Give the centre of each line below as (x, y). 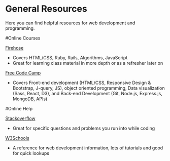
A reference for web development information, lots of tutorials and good (88, 148)
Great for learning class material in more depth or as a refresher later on (88, 63)
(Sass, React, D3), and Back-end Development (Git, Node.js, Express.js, (87, 93)
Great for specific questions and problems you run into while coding (84, 128)
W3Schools (17, 138)
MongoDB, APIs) (30, 99)
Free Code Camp (23, 73)
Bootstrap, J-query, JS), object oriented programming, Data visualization (89, 88)
